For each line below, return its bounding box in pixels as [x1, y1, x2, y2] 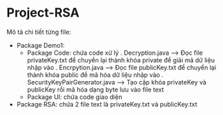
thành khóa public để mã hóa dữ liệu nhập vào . [26, 71, 164, 79]
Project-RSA [6, 5, 79, 21]
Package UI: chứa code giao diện [26, 92, 123, 101]
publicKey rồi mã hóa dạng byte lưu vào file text [26, 85, 164, 94]
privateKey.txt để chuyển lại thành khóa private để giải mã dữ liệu [26, 55, 215, 64]
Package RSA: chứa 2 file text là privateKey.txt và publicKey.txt [16, 100, 198, 108]
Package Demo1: [16, 41, 66, 49]
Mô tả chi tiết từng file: [6, 28, 71, 36]
